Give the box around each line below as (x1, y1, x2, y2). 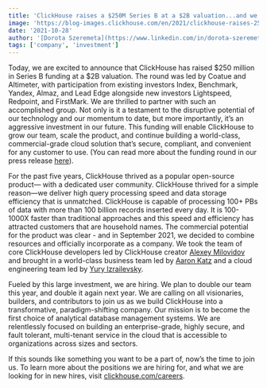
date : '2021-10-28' (8, 26, 73, 34)
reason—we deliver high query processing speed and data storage (8, 188, 227, 198)
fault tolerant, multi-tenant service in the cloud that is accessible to (8, 331, 228, 340)
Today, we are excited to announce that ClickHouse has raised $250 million (8, 63, 255, 72)
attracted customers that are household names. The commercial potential (8, 222, 249, 231)
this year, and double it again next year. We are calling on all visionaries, (8, 288, 244, 298)
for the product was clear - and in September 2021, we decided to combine (8, 231, 255, 240)
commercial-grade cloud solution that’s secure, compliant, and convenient (8, 139, 252, 149)
